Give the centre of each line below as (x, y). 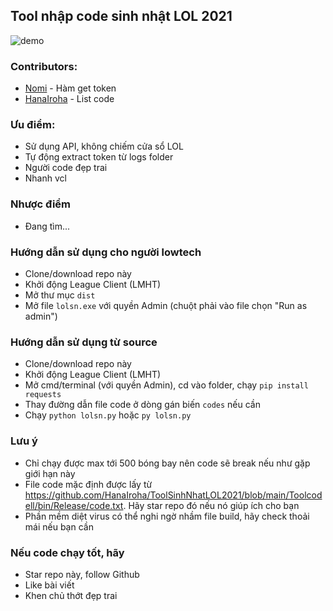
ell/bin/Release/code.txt (74, 505)
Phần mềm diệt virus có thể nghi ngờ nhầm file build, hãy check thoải (167, 516)
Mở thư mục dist (60, 295)
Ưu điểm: (33, 125)
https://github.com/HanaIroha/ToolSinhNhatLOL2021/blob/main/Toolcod (173, 495)
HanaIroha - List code (69, 99)
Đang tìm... (47, 226)
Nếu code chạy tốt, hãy (67, 552)
